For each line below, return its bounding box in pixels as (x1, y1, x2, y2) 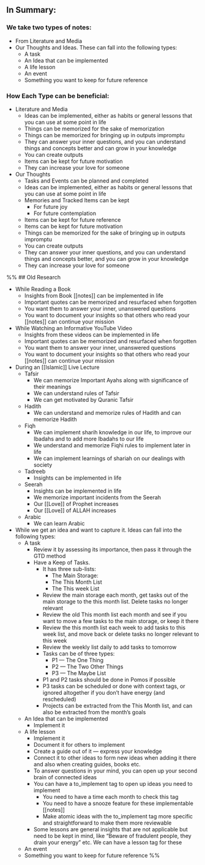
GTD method (33, 552, 66, 559)
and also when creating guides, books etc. (33, 760, 141, 768)
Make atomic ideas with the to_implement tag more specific (42, 812, 193, 820)
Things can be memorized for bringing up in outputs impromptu (24, 131, 185, 138)
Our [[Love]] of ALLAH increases (33, 507, 116, 514)
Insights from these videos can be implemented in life (24, 331, 160, 338)
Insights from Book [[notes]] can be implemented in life (24, 292, 164, 299)
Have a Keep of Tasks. (33, 559, 91, 566)
